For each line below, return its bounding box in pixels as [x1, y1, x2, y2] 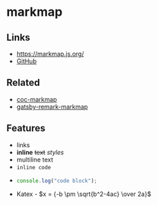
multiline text [16, 155, 53, 164]
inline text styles [16, 148, 64, 156]
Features [6, 122, 46, 134]
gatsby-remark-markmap [16, 102, 88, 111]
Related [6, 77, 41, 89]
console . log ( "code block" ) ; [16, 177, 97, 184]
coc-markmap [16, 95, 57, 103]
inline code [16, 164, 51, 171]
